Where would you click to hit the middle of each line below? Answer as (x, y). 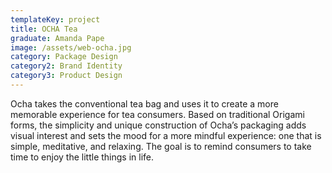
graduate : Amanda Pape (57, 38)
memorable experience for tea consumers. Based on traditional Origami (157, 114)
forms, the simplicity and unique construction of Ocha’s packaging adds (158, 125)
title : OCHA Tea (44, 29)
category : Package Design (64, 57)
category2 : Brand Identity (66, 66)
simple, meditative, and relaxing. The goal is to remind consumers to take (161, 146)
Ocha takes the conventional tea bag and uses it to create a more (144, 103)
